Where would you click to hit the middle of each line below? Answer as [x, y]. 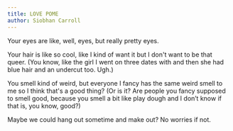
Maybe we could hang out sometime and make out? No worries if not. [109, 119]
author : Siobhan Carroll [44, 21]
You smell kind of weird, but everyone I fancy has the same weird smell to [115, 83]
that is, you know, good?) [44, 106]
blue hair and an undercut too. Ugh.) [60, 69]
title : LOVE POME [33, 14]
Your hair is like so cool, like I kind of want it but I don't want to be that [110, 55]
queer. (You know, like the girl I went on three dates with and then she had [116, 62]
